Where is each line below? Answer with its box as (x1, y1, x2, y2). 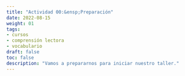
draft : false (6, 49, 40, 55)
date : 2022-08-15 (6, 15, 51, 21)
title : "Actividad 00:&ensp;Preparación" (6, 9, 114, 15)
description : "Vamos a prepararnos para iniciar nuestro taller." (6, 60, 179, 66)
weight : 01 (6, 20, 34, 26)
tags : (6, 26, 20, 32)
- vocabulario (6, 44, 43, 50)
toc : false (6, 55, 34, 61)
